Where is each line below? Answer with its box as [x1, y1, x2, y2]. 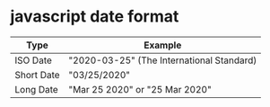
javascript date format [10, 6, 179, 27]
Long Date [14, 83, 59, 95]
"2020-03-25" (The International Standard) [68, 54, 257, 67]
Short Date [14, 68, 61, 81]
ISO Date [14, 54, 53, 67]
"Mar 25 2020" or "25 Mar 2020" [68, 83, 212, 95]
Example [144, 39, 182, 51]
